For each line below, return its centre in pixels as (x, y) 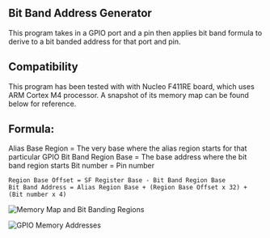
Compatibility (43, 67)
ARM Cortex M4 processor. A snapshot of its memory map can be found (129, 95)
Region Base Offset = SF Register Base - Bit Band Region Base (117, 181)
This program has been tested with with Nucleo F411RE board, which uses (131, 86)
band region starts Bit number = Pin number (82, 166)
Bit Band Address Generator (80, 13)
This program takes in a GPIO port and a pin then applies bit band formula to (135, 32)
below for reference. (42, 104)
